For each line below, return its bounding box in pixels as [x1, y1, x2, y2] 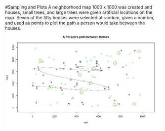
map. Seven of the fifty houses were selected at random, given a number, [5, 15, 155, 20]
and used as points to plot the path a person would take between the [5, 20, 145, 26]
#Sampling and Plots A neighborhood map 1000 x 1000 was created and [5, 4, 152, 10]
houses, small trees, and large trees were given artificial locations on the [5, 9, 153, 15]
